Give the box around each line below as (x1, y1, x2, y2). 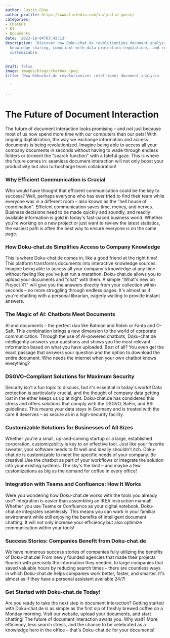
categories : (5, 17, 30, 22)
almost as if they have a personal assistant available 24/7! (5, 576, 125, 582)
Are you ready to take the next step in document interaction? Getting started (5, 600, 164, 606)
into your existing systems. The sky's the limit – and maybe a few (5, 463, 141, 469)
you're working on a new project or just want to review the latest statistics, (5, 220, 160, 226)
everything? (5, 360, 30, 366)
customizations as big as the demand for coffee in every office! (5, 468, 137, 474)
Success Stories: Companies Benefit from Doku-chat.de (5, 537, 146, 544)
